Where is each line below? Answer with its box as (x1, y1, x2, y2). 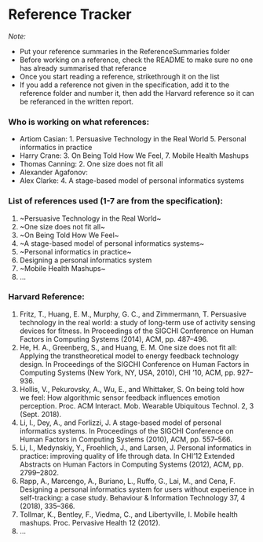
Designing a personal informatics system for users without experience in (19, 485, 255, 494)
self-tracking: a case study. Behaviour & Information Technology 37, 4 (19, 493, 246, 502)
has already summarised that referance (19, 63, 148, 72)
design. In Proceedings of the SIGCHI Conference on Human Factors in (19, 359, 250, 368)
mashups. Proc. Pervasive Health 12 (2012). (19, 518, 161, 527)
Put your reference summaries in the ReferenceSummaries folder (19, 46, 230, 56)
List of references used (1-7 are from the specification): (8, 196, 224, 207)
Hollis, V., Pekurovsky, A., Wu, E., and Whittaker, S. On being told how (19, 384, 245, 394)
